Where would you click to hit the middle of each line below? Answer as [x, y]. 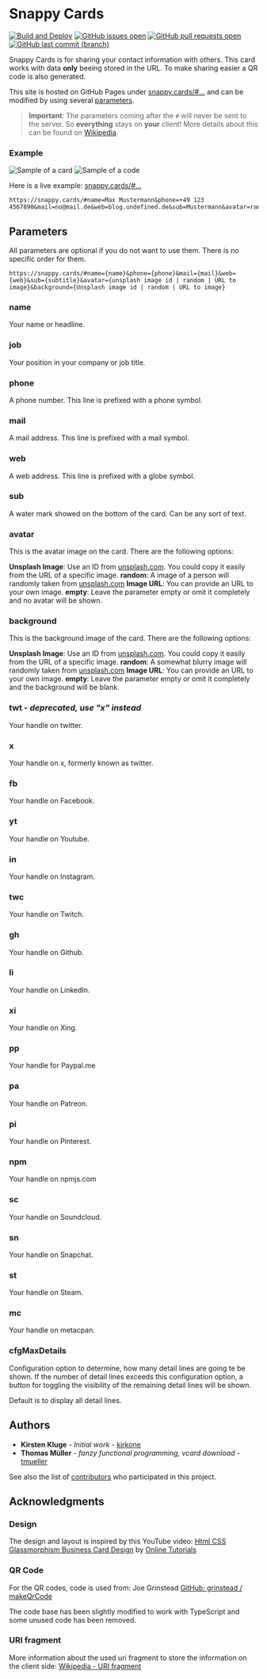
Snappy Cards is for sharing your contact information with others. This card [132, 59]
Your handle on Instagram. [52, 876]
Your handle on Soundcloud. [55, 1217]
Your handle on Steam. [46, 1293]
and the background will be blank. [64, 688]
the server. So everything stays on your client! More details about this [143, 124]
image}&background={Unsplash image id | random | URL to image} [117, 287]
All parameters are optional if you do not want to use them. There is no [124, 251]
